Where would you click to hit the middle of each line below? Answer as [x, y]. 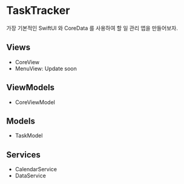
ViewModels [31, 87]
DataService [31, 176]
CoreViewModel [35, 102]
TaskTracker [38, 11]
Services [24, 155]
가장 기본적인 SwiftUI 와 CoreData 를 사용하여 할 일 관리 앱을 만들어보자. [92, 28]
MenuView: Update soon [46, 68]
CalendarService [36, 169]
